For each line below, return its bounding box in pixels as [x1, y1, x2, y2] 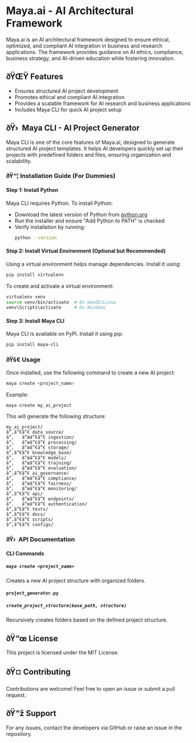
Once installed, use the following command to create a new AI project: [6, 369, 176, 376]
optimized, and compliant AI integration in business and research [6, 42, 163, 49]
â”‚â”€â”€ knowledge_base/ [6, 450, 72, 456]
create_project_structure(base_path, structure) [6, 603, 127, 609]
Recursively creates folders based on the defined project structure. [6, 616, 168, 623]
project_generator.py [6, 590, 59, 596]
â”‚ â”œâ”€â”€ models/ [6, 455, 67, 461]
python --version [14, 235, 57, 241]
